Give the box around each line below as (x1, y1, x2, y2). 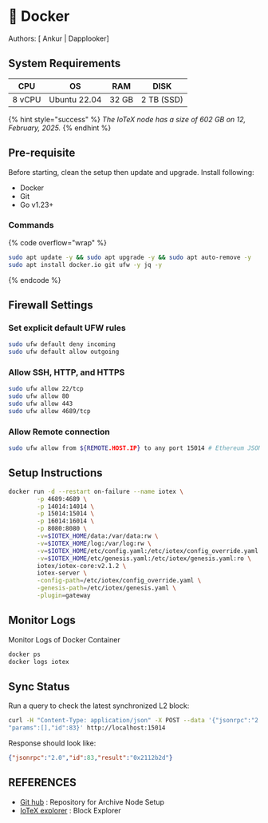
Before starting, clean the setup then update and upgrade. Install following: (8, 167, 254, 177)
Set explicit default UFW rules (8, 322, 126, 333)
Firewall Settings (8, 299, 93, 312)
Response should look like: (8, 738, 97, 748)
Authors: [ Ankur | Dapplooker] (8, 34, 109, 43)
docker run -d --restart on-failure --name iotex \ (8, 487, 183, 495)
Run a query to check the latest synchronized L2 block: (8, 701, 190, 710)
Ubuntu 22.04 (49, 93, 102, 105)
